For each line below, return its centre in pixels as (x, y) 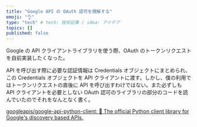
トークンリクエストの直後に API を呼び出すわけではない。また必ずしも (96, 85)
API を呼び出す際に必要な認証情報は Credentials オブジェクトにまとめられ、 (98, 70)
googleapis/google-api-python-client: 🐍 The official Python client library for (98, 111)
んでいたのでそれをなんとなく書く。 (50, 99)
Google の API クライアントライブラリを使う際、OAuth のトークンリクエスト (99, 51)
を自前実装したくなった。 (37, 58)
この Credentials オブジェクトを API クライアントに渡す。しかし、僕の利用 (96, 78)
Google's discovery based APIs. (45, 118)
